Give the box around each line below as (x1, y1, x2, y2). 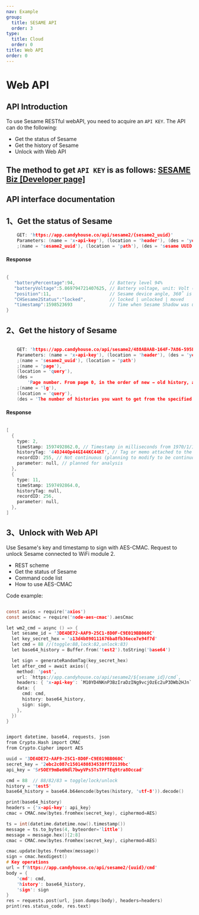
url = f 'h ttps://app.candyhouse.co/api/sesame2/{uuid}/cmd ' (6, 865, 158, 871)
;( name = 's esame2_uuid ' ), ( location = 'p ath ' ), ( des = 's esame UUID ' (17, 243, 195, 249)
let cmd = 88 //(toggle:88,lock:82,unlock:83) (11, 641, 129, 648)
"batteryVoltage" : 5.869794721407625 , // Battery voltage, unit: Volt (14, 285, 190, 291)
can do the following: (6, 124, 57, 131)
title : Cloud (11, 36, 44, 42)
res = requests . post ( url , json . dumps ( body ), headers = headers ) (6, 898, 163, 904)
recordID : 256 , (17, 493, 54, 500)
